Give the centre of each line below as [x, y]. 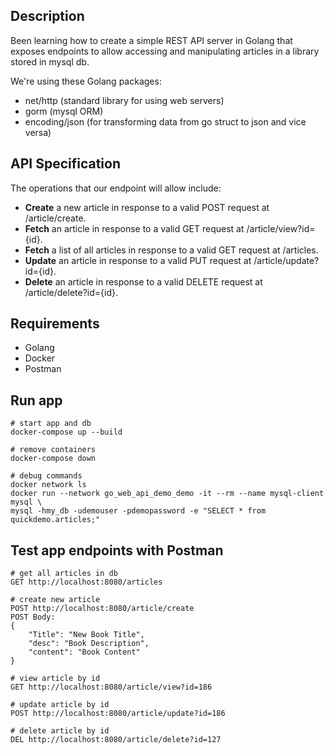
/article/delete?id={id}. [71, 292]
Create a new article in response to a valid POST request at [147, 207]
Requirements [55, 324]
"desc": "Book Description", [89, 644]
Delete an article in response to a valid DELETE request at [143, 281]
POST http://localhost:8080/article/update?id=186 [118, 714]
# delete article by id [60, 731]
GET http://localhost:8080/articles [86, 582]
